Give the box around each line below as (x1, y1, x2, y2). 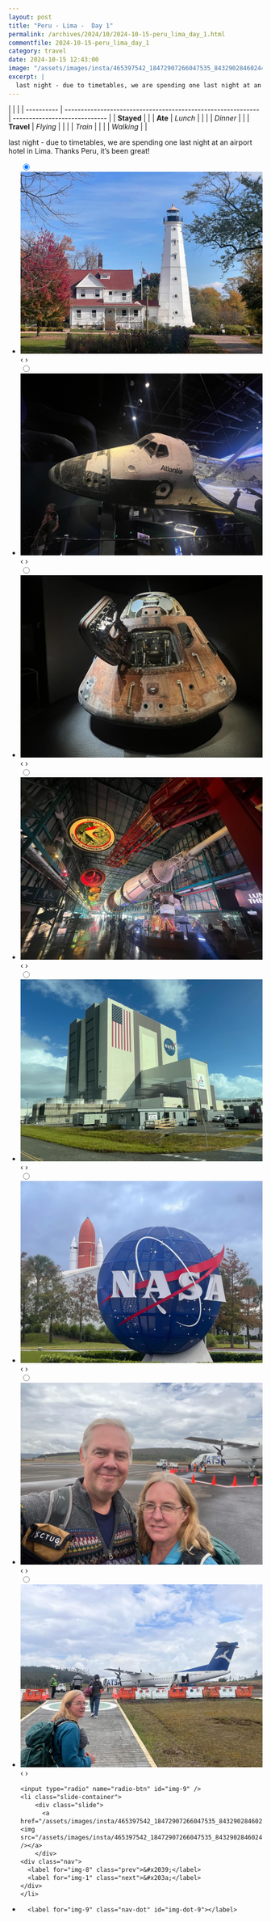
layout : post (8, 13, 52, 21)
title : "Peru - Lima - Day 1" (8, 21, 114, 30)
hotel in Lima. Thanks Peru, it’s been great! (8, 146, 150, 155)
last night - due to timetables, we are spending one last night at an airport (8, 137, 252, 147)
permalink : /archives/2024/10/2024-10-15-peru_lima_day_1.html (8, 30, 226, 38)
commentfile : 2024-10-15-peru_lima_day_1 (8, 39, 150, 47)
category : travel (8, 47, 67, 56)
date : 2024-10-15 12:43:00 (8, 56, 99, 64)
